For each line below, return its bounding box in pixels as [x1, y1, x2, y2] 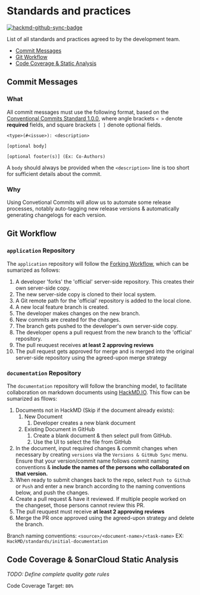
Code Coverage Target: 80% [7, 582, 74, 589]
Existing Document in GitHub [24, 425, 95, 433]
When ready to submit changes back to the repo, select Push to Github [15, 476, 191, 484]
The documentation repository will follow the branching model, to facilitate [7, 382, 187, 389]
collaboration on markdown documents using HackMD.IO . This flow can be [7, 389, 190, 396]
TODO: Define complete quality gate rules [7, 571, 110, 578]
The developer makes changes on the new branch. [15, 309, 140, 317]
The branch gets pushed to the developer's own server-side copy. [15, 322, 178, 329]
